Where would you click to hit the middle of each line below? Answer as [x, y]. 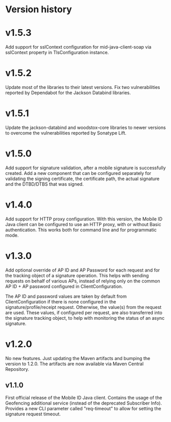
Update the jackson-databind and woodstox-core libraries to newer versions [86, 127]
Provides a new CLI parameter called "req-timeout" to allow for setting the [83, 408]
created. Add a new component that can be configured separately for [78, 173]
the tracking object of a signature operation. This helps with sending [77, 275]
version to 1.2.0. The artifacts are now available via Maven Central [75, 364]
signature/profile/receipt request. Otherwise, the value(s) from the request [83, 307]
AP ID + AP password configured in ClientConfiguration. [64, 286]
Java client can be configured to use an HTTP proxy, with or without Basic [83, 224]
